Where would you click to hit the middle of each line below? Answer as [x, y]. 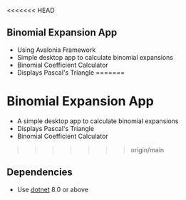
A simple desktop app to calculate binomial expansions [98, 121]
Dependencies [40, 173]
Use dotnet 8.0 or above [52, 189]
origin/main [148, 149]
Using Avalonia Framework [56, 50]
